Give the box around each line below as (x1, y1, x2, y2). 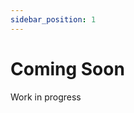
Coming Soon (10, 57, 125, 80)
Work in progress (10, 91, 82, 103)
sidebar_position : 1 (10, 14, 97, 25)
